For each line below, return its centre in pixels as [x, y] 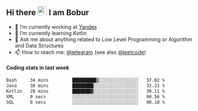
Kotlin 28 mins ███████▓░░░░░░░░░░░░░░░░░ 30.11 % [86, 91]
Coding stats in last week [38, 68]
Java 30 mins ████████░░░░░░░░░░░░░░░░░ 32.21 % [86, 86]
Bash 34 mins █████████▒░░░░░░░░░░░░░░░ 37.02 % [86, 80]
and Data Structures [39, 45]
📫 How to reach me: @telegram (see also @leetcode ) [80, 52]
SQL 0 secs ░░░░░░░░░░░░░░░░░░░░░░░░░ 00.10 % [86, 102]
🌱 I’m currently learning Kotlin [51, 33]
